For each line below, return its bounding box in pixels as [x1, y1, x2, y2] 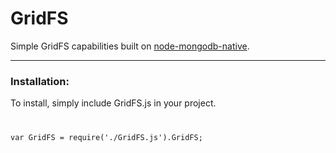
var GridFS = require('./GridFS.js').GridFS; [10, 133, 203, 143]
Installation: [10, 74, 70, 88]
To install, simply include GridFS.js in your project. [10, 97, 217, 109]
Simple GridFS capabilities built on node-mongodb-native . [10, 40, 250, 52]
